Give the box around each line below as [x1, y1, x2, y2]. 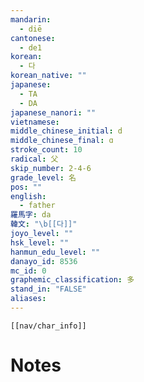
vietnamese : [10, 117, 60, 127]
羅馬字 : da [10, 210, 52, 220]
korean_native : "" [10, 71, 87, 81]
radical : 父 [10, 154, 59, 164]
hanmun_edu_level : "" [10, 247, 101, 257]
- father [19, 201, 56, 211]
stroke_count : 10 [10, 145, 83, 155]
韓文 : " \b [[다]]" [10, 219, 78, 230]
